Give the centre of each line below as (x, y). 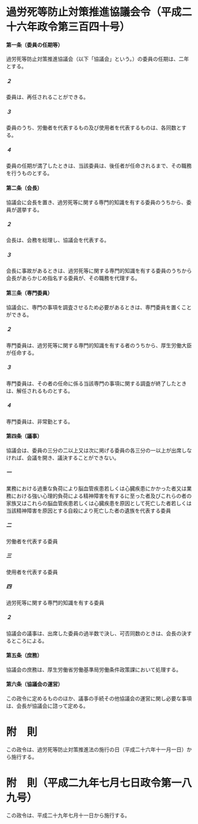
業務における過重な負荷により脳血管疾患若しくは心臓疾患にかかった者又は (96, 488)
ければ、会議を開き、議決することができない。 (63, 458)
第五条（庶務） (24, 655)
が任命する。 (22, 353)
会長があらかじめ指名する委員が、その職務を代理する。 (73, 278)
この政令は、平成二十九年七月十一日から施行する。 (68, 815)
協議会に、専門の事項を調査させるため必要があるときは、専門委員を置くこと (99, 307)
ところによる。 (29, 641)
